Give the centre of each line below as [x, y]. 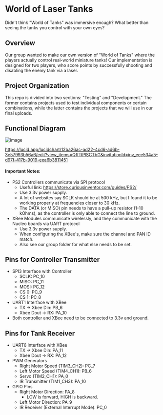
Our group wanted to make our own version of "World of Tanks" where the [80, 55]
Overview [20, 43]
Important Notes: [23, 171]
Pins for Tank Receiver [40, 333]
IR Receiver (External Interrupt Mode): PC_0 [63, 407]
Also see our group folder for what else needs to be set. [75, 244]
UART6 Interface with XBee [40, 345]
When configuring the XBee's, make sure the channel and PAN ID [85, 234]
